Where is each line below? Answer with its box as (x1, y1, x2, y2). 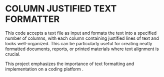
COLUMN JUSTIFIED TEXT (5, 3, 117, 14)
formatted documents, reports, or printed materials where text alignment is (5, 46, 159, 52)
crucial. (5, 51, 21, 57)
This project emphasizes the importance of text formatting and (5, 61, 134, 67)
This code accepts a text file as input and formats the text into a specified (5, 30, 157, 36)
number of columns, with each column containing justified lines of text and (5, 35, 159, 41)
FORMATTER (5, 13, 60, 25)
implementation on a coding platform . (5, 66, 84, 72)
